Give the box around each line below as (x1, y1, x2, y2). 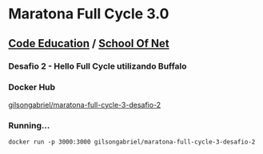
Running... (8, 120, 50, 131)
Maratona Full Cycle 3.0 (8, 5, 169, 23)
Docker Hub (8, 81, 56, 93)
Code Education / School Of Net (8, 37, 169, 50)
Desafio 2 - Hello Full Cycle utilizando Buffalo (8, 61, 187, 72)
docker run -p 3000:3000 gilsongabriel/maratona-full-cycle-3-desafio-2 (8, 138, 256, 146)
